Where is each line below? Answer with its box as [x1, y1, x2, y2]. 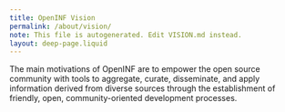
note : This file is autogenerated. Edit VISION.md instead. [9, 30, 243, 39]
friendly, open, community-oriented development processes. [9, 93, 238, 104]
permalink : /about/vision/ [9, 22, 112, 31]
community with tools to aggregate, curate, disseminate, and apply [9, 74, 260, 85]
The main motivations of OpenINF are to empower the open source [9, 64, 261, 75]
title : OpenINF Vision [9, 13, 96, 23]
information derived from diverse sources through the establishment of [9, 83, 276, 94]
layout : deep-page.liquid [9, 38, 107, 48]
